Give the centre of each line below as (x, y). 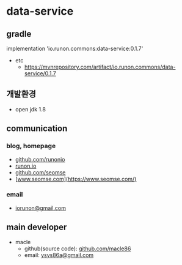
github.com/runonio (40, 159)
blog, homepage (31, 146)
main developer (37, 227)
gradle (19, 34)
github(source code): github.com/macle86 (78, 248)
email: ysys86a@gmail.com (59, 255)
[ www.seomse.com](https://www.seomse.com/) (76, 179)
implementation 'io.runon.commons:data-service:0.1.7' (75, 48)
